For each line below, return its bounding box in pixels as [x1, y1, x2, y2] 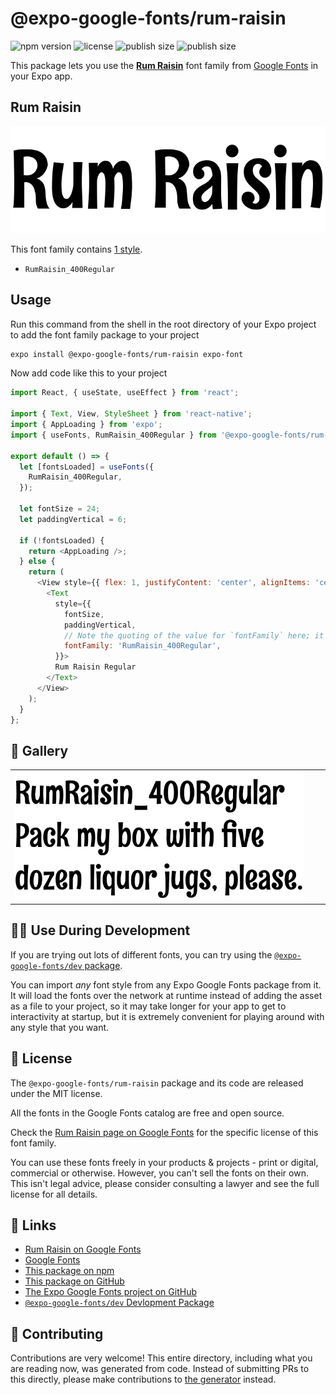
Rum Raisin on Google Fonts [24, 1243, 142, 1256]
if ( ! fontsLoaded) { [19, 535, 105, 546]
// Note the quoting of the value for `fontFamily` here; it [63, 630, 325, 641]
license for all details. [10, 1188, 98, 1200]
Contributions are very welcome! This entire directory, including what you [10, 1352, 313, 1364]
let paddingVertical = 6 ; [19, 514, 128, 524]
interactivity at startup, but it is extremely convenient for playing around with [10, 1010, 325, 1022]
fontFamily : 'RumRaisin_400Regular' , [63, 641, 222, 651]
